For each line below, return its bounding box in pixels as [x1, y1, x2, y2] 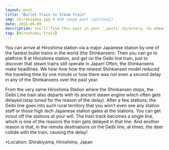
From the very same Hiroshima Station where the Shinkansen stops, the [5, 87, 154, 92]
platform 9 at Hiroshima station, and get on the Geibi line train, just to [5, 55, 148, 61]
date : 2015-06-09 [5, 21, 42, 27]
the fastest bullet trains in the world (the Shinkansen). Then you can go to [5, 50, 157, 56]
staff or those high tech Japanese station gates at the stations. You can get [5, 108, 161, 114]
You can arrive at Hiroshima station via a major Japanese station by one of [5, 45, 159, 50]
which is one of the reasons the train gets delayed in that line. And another [5, 119, 159, 124]
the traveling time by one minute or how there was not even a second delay [5, 71, 161, 77]
